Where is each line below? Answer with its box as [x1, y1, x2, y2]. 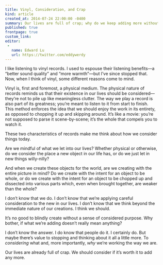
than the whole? [5, 186, 37, 192]
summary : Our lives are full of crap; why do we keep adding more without [5, 20, 160, 26]
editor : [5, 39, 21, 44]
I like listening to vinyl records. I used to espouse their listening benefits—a [5, 66, 155, 71]
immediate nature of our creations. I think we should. [5, 206, 111, 212]
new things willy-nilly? [5, 156, 49, 162]
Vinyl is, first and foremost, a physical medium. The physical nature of [5, 86, 145, 91]
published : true [5, 25, 38, 30]
